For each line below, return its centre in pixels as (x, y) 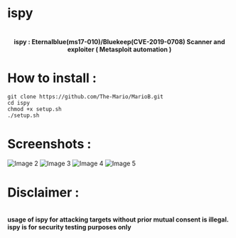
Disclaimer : (43, 192)
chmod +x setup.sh (34, 109)
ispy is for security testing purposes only (69, 227)
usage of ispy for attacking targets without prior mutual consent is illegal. (118, 219)
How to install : (52, 78)
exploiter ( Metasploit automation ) (119, 49)
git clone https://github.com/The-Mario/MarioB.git (85, 97)
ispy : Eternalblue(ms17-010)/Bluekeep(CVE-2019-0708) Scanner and (119, 41)
